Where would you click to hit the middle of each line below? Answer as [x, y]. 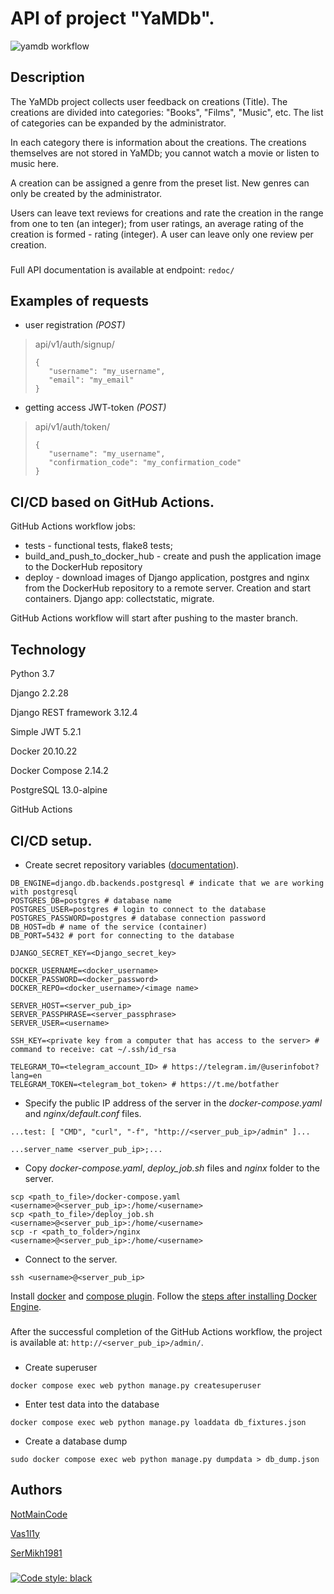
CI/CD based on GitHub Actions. [112, 502]
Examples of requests [80, 301]
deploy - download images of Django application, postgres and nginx [167, 578]
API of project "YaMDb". [112, 18]
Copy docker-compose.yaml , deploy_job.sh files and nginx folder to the [172, 1168]
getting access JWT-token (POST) [95, 408]
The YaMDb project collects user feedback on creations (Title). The [149, 101]
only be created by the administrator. [86, 193]
